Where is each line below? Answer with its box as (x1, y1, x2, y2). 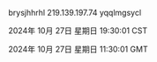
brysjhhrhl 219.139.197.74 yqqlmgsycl (8, 8, 142, 17)
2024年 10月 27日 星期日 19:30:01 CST (8, 25, 148, 36)
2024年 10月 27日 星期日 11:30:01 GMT (8, 44, 148, 54)
